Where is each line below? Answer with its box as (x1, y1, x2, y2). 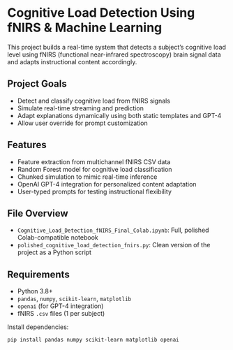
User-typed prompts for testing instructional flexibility (17, 187, 172, 196)
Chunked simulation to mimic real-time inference (17, 173, 158, 181)
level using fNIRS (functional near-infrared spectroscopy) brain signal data (7, 50, 221, 59)
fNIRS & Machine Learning (7, 20, 163, 36)
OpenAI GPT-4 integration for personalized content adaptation (17, 180, 197, 188)
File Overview (7, 207, 68, 219)
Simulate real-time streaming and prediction (17, 103, 144, 112)
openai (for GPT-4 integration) (17, 302, 104, 310)
